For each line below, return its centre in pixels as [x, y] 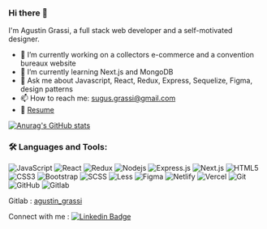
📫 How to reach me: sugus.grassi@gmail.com [98, 98]
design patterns [47, 89]
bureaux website [48, 63]
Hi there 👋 [28, 13]
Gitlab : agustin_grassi [45, 201]
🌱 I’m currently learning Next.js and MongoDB [97, 72]
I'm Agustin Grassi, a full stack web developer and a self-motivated [121, 31]
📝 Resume [37, 110]
